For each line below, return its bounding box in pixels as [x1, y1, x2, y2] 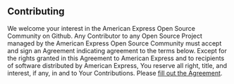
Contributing [7, 6, 65, 17]
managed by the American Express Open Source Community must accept [7, 38, 222, 48]
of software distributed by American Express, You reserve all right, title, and [7, 61, 228, 69]
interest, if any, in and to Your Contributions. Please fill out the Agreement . [7, 69, 223, 77]
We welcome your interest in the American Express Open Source [7, 24, 196, 32]
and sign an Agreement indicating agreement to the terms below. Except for [7, 46, 228, 55]
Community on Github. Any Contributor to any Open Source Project [7, 31, 203, 40]
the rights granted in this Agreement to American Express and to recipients [7, 54, 225, 62]
